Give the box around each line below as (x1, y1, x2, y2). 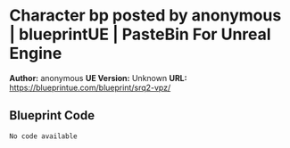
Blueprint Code (9, 108, 95, 123)
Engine (9, 44, 62, 63)
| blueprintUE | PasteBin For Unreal (9, 24, 271, 45)
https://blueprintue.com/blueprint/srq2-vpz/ (9, 82, 171, 93)
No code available (9, 131, 78, 141)
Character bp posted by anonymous (9, 5, 282, 26)
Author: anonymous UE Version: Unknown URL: (9, 72, 187, 83)
